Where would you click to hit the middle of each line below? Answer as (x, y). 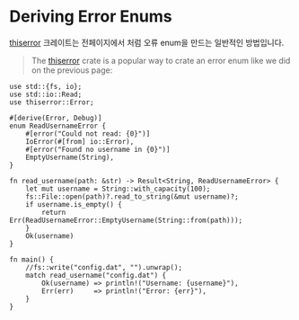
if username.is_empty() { (74, 204)
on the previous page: (72, 70)
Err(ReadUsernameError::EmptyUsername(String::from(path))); (126, 220)
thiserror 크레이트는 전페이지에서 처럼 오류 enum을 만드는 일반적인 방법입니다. (147, 42)
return (54, 212)
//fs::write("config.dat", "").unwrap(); (104, 267)
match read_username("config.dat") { (96, 275)
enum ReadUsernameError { (57, 126)
